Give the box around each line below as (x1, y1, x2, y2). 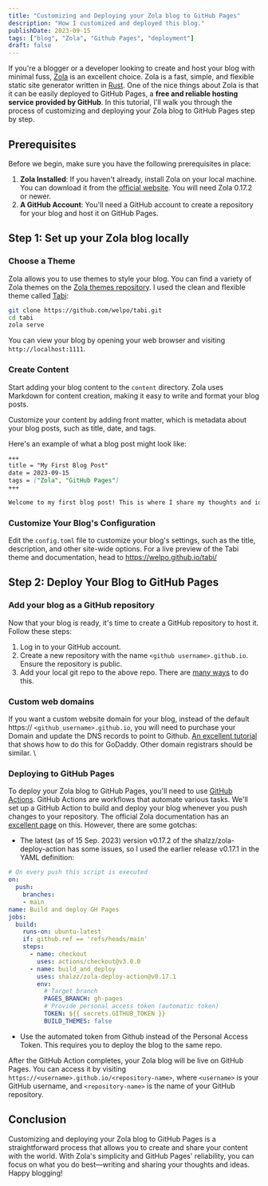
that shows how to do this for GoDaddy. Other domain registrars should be (8, 739, 253, 749)
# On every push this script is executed (8, 868, 148, 876)
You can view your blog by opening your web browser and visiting (8, 335, 226, 345)
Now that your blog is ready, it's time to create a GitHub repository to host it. (8, 618, 259, 627)
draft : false (8, 42, 52, 50)
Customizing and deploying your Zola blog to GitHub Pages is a (8, 1134, 217, 1144)
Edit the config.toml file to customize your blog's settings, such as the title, (8, 535, 256, 545)
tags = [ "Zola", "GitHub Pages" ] (8, 477, 120, 485)
